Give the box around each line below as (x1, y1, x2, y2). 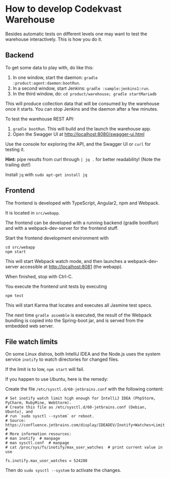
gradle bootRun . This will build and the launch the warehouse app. (12, 125, 152, 131)
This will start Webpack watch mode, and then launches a (5, 258, 127, 264)
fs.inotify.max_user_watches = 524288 (5, 458, 88, 464)
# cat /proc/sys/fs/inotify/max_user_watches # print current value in (5, 445, 163, 450)
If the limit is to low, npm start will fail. (5, 366, 84, 373)
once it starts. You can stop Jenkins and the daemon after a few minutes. (5, 105, 159, 112)
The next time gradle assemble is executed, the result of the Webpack (5, 312, 152, 318)
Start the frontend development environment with (5, 235, 109, 241)
